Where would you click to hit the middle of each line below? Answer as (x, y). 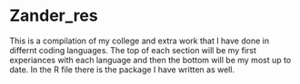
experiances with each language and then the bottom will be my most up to (150, 60)
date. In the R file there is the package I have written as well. (122, 70)
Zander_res (54, 16)
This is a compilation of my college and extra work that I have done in (140, 41)
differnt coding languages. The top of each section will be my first (133, 50)
